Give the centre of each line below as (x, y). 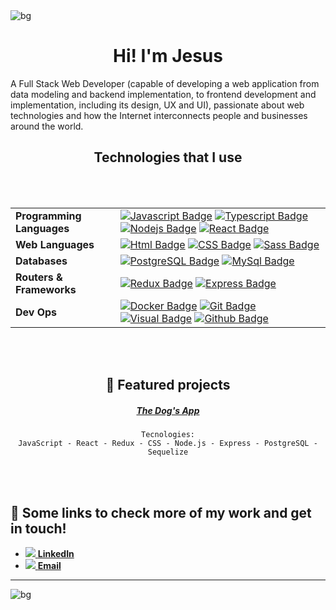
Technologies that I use (168, 157)
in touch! (38, 528)
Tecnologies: (168, 435)
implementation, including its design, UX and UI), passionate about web (157, 105)
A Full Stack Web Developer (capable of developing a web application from (165, 83)
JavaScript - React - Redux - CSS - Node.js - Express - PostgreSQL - (168, 444)
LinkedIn (56, 553)
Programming (48, 216)
